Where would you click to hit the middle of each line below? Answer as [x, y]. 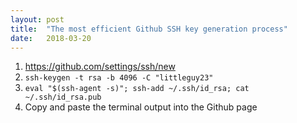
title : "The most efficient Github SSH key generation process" [149, 29]
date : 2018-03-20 [51, 38]
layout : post [37, 19]
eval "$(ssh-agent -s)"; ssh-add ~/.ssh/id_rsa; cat [137, 89]
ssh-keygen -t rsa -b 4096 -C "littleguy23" [119, 78]
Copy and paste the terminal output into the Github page [141, 107]
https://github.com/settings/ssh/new [100, 67]
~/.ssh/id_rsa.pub [63, 97]
